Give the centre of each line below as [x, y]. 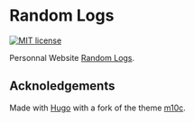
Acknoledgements [62, 86]
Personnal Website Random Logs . [72, 57]
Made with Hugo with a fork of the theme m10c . [98, 108]
